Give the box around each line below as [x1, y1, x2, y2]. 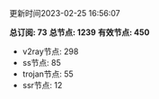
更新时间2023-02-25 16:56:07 [9, 8, 121, 18]
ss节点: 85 [22, 58, 61, 67]
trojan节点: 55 [22, 68, 74, 79]
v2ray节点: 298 [22, 46, 79, 57]
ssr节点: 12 [22, 80, 63, 90]
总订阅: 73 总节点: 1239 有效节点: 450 [9, 27, 150, 38]
